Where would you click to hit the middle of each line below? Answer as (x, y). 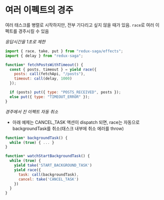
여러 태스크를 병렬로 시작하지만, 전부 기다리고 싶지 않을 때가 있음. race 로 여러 (80, 25)
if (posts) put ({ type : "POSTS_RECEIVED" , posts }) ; (65, 93)
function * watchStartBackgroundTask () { (48, 156)
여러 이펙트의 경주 (39, 10)
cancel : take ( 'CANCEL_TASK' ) (48, 179)
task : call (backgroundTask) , (48, 175)
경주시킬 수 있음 (34, 31)
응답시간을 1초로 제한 (25, 42)
